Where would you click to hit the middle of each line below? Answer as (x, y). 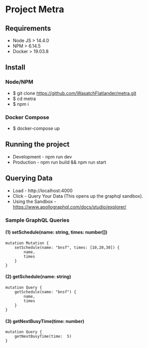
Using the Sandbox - (34, 201)
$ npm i (21, 104)
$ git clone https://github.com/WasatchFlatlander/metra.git (75, 93)
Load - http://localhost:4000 (43, 191)
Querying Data (29, 178)
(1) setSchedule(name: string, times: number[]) (56, 232)
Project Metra (35, 9)
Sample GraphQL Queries (38, 220)
